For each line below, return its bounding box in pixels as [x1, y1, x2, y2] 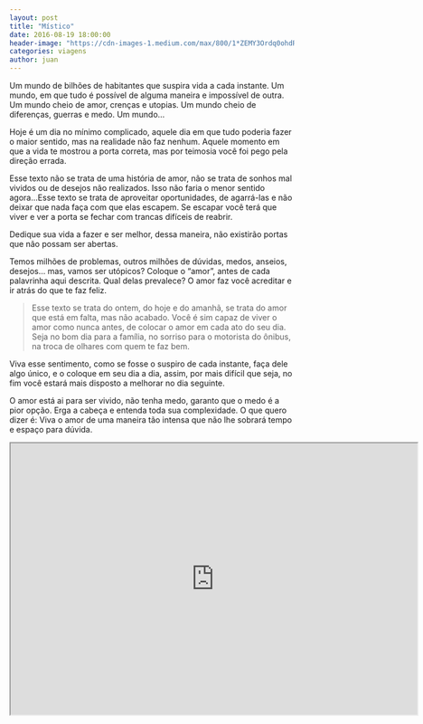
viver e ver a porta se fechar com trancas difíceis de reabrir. [9, 212, 233, 222]
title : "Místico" [9, 22, 75, 31]
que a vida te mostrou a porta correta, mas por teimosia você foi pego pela [9, 146, 288, 157]
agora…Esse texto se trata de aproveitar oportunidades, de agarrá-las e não [9, 192, 293, 203]
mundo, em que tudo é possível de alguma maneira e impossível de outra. [9, 90, 285, 100]
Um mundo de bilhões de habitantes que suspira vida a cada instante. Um [9, 81, 285, 90]
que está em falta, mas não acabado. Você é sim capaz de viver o [31, 312, 277, 322]
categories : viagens [9, 47, 88, 56]
